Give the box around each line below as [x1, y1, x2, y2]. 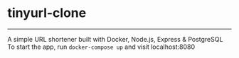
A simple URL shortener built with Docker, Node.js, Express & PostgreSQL [7, 35, 223, 43]
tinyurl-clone [7, 5, 87, 21]
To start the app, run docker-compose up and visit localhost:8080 [7, 42, 196, 51]
